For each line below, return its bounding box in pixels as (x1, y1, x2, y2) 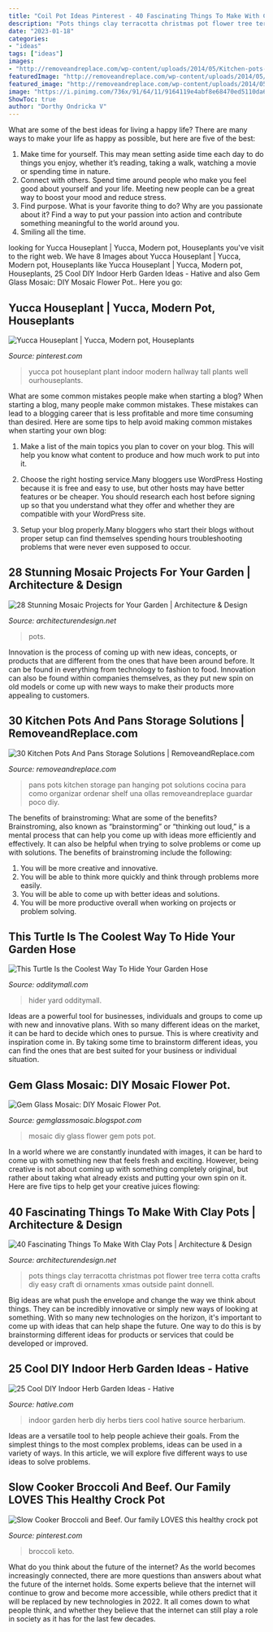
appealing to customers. (8, 690, 90, 700)
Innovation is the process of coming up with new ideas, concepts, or (8, 647, 237, 657)
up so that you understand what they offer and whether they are (19, 500, 236, 510)
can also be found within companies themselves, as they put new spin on (8, 672, 254, 683)
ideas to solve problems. (8, 1456, 91, 1466)
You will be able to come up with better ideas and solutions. (19, 889, 220, 899)
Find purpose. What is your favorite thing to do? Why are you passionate (19, 201, 263, 211)
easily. (19, 880, 42, 890)
